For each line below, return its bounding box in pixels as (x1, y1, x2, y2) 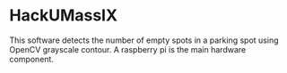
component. (9, 53, 54, 64)
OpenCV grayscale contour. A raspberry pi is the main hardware (9, 44, 247, 54)
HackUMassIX (9, 5, 118, 26)
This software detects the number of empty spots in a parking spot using (9, 35, 279, 45)
